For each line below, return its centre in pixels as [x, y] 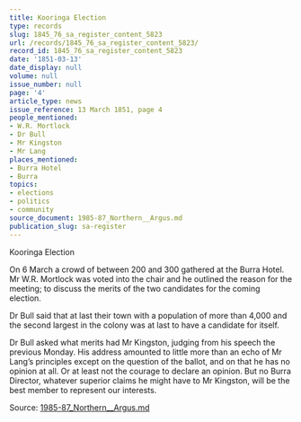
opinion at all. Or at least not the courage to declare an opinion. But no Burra [150, 371]
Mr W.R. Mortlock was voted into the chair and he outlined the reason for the [151, 278]
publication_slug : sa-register [68, 226]
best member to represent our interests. [83, 390]
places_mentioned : [44, 159]
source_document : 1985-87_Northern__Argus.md [96, 218]
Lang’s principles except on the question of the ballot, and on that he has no [150, 361]
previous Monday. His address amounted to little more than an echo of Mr [146, 352]
